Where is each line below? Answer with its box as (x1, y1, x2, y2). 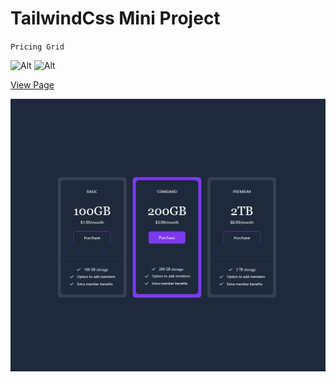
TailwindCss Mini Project (10, 7, 221, 30)
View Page (10, 78, 55, 91)
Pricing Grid (10, 42, 65, 52)
